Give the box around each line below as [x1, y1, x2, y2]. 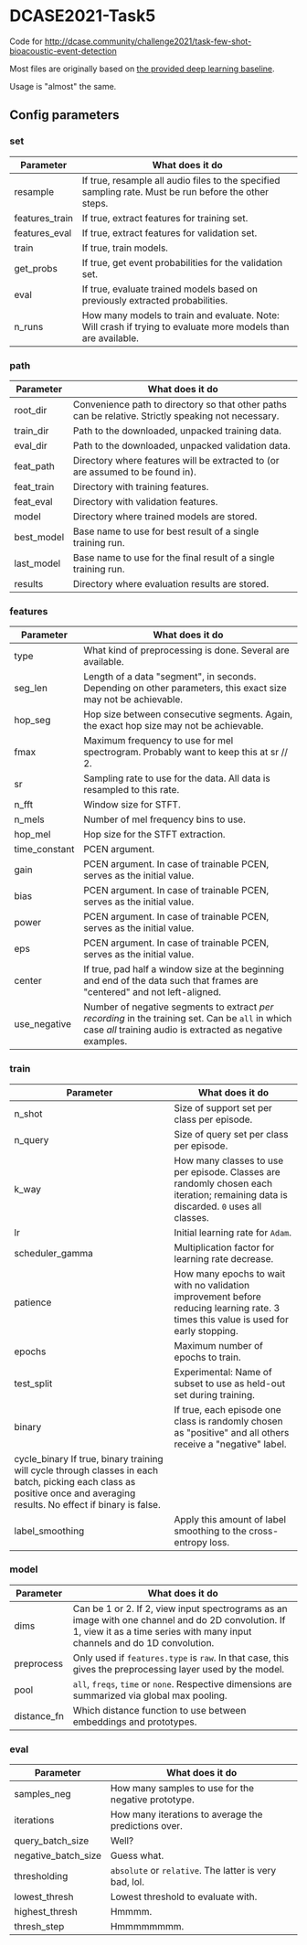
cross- [249, 1524, 279, 1537]
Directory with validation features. [72, 495, 218, 508]
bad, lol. [110, 1876, 144, 1888]
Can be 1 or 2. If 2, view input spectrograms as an [72, 1602, 288, 1615]
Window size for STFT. [83, 798, 181, 811]
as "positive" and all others [174, 1426, 290, 1438]
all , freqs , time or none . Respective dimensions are [72, 1677, 292, 1690]
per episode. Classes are [174, 1165, 281, 1178]
